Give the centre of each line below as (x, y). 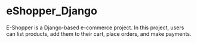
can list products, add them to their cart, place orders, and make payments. (99, 33)
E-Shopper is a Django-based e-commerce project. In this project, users (95, 27)
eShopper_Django (52, 11)
